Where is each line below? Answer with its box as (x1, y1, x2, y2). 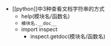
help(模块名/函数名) (21, 13, 70, 20)
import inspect (21, 26, 58, 33)
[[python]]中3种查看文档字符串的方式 (12, 5, 105, 12)
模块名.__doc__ (21, 20, 57, 26)
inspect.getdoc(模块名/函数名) (30, 33, 106, 40)
